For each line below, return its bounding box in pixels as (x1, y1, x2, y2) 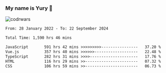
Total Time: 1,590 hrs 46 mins (5, 35, 72, 40)
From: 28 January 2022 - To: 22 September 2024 (5, 26, 109, 31)
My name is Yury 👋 (5, 5, 53, 12)
